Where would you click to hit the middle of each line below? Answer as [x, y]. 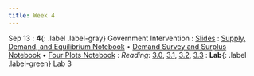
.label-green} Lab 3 [40, 63]
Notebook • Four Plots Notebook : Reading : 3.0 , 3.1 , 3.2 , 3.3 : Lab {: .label [127, 55]
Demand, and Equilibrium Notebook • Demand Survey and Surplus [117, 46]
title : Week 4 [32, 15]
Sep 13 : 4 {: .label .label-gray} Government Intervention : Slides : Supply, [127, 38]
